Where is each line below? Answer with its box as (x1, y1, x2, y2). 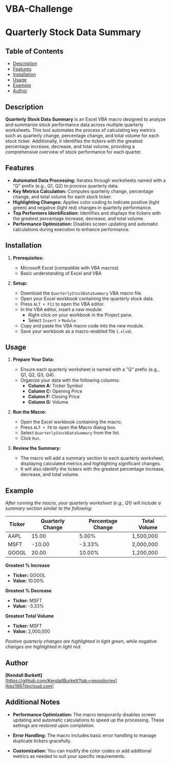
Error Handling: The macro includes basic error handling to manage (12, 732, 157, 738)
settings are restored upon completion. (12, 722, 95, 728)
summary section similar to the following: (5, 505, 93, 511)
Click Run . (20, 435, 41, 441)
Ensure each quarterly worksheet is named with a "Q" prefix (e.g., (20, 366, 160, 373)
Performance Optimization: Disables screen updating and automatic (12, 221, 159, 227)
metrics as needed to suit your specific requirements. (12, 753, 126, 759)
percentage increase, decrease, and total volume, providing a (5, 143, 135, 149)
